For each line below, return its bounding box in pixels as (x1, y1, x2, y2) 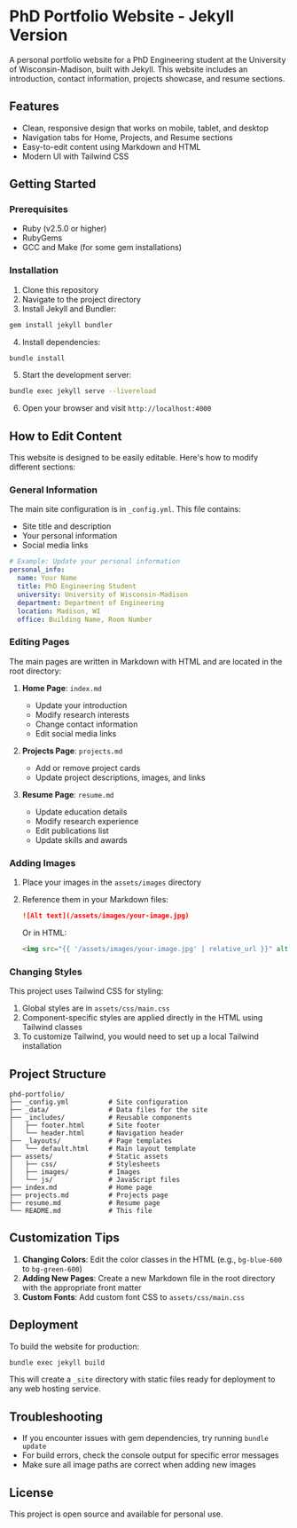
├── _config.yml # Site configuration (9, 1098, 189, 1107)
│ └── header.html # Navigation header (9, 1129, 184, 1138)
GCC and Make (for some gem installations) (21, 242, 183, 253)
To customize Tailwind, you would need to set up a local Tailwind (21, 1031, 260, 1042)
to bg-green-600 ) (21, 1263, 82, 1274)
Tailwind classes (21, 1022, 82, 1033)
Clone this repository (21, 284, 99, 295)
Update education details (35, 806, 128, 817)
